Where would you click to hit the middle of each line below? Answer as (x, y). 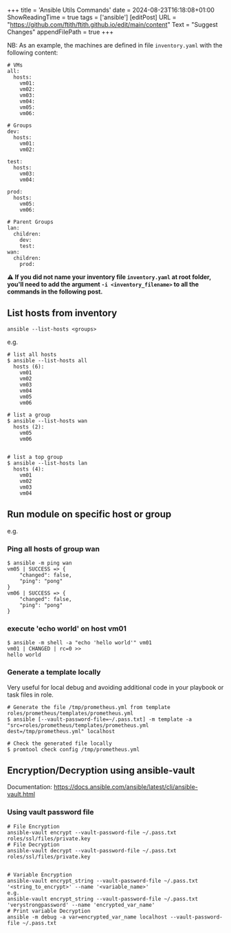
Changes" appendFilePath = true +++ (60, 32)
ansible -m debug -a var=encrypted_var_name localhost (87, 917)
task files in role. (30, 695)
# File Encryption (33, 826)
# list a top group (35, 457)
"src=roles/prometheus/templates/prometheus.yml (78, 725)
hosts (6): (29, 367)
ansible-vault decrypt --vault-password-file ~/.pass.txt (92, 850)
